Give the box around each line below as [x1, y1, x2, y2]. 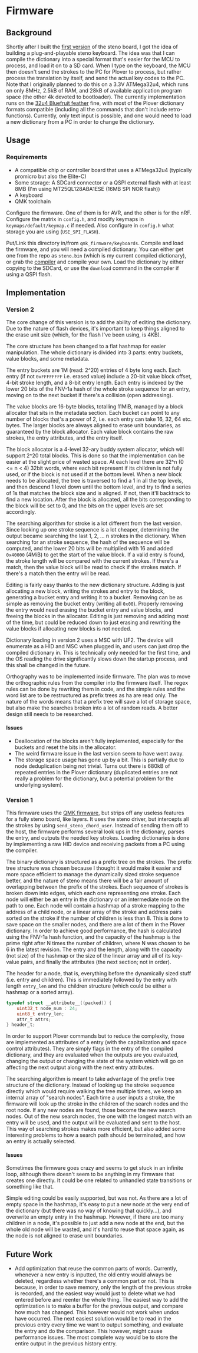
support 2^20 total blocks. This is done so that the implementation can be [6, 452, 185, 459]
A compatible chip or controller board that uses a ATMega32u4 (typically [14, 166, 192, 173]
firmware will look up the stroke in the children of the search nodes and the [6, 1100, 189, 1107]
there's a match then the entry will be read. [6, 570, 111, 577]
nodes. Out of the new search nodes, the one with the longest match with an [6, 1113, 192, 1120]
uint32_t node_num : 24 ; [16, 1005, 78, 1011]
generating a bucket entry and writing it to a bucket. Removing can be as [6, 594, 183, 601]
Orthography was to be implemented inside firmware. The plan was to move [6, 673, 191, 680]
